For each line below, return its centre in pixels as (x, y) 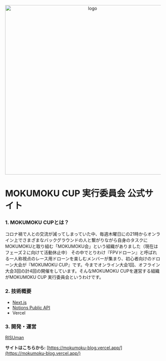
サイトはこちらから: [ (27, 348)
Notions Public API (31, 307)
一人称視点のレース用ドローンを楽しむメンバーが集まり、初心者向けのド (83, 259)
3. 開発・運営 (21, 326)
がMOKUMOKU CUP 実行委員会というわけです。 (54, 277)
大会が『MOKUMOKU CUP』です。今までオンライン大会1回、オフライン (87, 265)
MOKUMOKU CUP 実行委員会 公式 (75, 194)
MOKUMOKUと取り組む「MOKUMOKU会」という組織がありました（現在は (82, 247)
